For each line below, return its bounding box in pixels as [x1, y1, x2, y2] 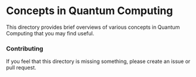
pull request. [6, 64, 36, 71]
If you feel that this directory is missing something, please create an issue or [6, 58, 191, 65]
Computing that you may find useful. [6, 29, 94, 36]
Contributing [6, 44, 43, 52]
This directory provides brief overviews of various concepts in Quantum [6, 24, 180, 31]
